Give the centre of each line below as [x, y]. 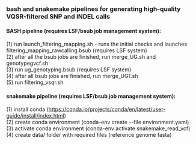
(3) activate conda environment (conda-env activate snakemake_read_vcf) [98, 128]
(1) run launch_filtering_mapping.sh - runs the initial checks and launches [97, 44]
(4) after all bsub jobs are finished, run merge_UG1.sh [72, 76]
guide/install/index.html [35, 116]
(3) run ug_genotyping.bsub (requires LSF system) [69, 70]
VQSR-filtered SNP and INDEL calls [58, 16]
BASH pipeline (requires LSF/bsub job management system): [84, 31]
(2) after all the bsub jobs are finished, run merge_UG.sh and [81, 57]
